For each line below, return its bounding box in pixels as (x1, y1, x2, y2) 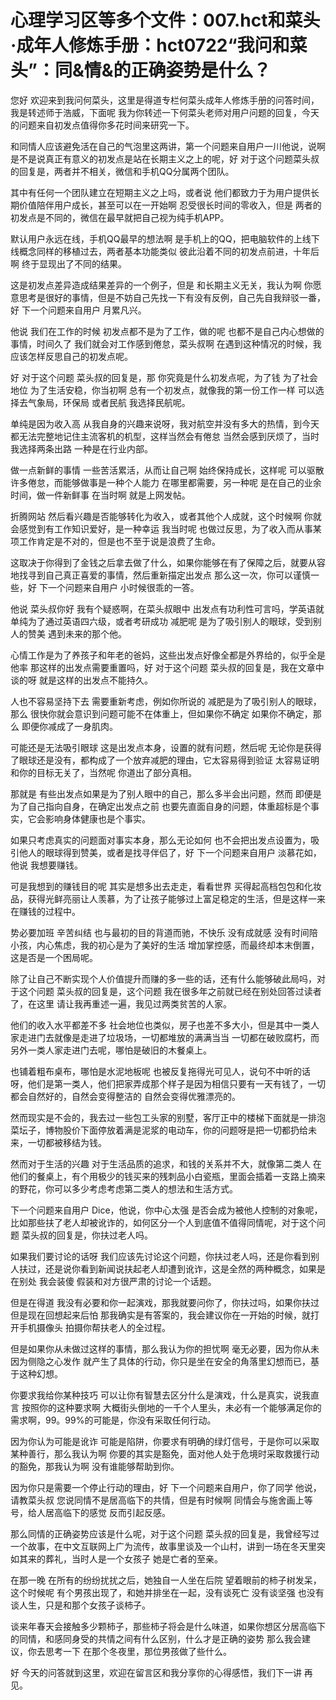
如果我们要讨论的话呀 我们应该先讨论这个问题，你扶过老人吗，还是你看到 (10, 1250, 311, 1262)
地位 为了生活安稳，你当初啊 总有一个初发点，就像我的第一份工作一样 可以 (10, 384, 316, 396)
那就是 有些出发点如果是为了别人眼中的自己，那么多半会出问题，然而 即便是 (10, 787, 322, 800)
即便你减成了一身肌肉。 (21, 720, 118, 732)
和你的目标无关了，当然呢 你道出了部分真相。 (10, 766, 197, 778)
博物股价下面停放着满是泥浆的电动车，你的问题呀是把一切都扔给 (44, 1124, 308, 1136)
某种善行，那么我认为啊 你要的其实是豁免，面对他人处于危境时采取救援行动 (10, 1447, 320, 1460)
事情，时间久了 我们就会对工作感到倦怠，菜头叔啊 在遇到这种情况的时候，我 (10, 337, 322, 350)
